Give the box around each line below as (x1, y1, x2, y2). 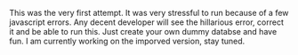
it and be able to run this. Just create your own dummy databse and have (9, 27, 278, 36)
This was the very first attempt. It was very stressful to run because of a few (9, 8, 289, 18)
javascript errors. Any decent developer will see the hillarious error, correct (9, 17, 285, 27)
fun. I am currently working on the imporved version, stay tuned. (9, 35, 246, 46)
